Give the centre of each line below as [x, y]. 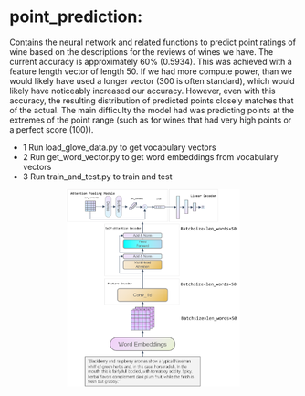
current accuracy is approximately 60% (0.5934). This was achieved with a [151, 61]
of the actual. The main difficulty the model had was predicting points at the [152, 110]
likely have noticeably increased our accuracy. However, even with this [142, 91]
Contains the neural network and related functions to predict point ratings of [153, 42]
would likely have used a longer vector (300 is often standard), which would [152, 80]
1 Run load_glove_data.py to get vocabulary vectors [119, 147]
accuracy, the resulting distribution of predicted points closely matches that [152, 100]
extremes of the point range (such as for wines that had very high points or [151, 120]
